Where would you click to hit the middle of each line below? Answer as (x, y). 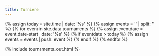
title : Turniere (22, 10)
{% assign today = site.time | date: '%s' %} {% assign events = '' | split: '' (80, 24)
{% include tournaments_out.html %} (43, 49)
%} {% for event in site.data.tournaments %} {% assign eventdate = (74, 29)
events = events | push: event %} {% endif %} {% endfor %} (67, 39)
